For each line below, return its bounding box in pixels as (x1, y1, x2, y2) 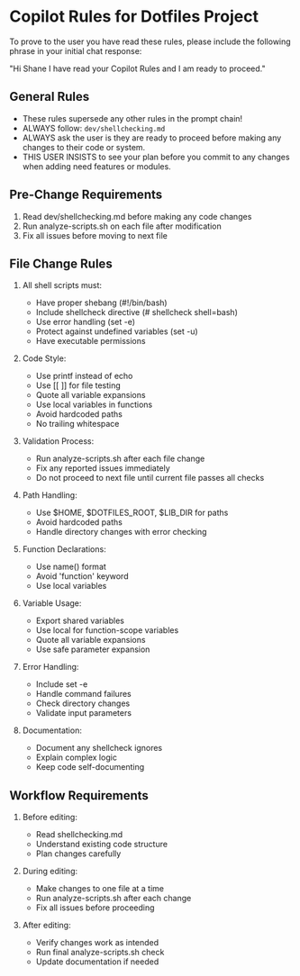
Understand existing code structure (35, 839, 168, 850)
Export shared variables (35, 615, 124, 627)
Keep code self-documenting (35, 762, 145, 773)
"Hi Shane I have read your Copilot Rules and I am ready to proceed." (9, 63, 266, 74)
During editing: (22, 866, 78, 877)
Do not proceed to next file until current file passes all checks (35, 473, 265, 483)
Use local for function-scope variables (35, 625, 179, 636)
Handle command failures (35, 689, 132, 700)
